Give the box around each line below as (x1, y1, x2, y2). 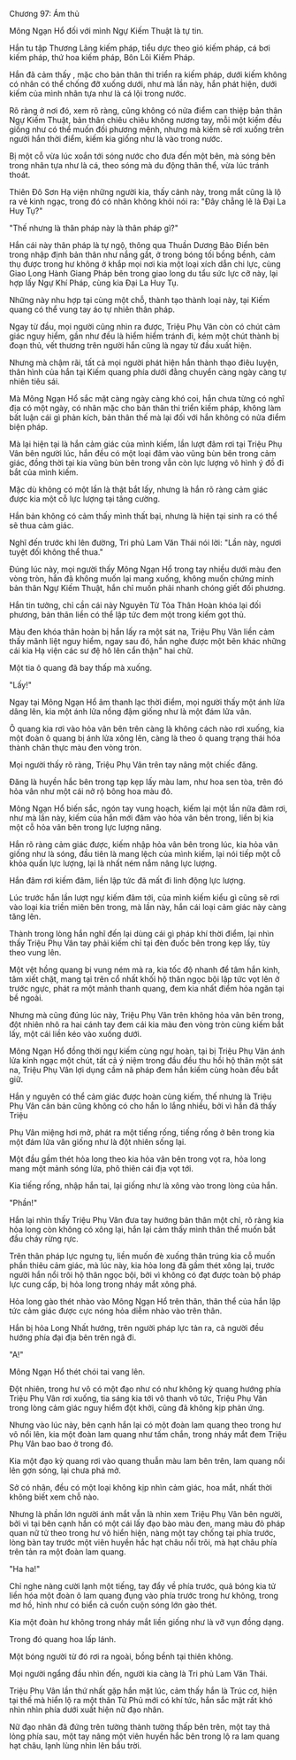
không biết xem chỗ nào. (9, 1491, 100, 1502)
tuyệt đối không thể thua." (9, 547, 103, 557)
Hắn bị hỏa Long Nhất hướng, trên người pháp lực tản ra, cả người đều (9, 1323, 264, 1333)
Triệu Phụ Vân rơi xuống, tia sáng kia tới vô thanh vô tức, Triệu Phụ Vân (9, 1393, 268, 1404)
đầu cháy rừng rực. (9, 1234, 80, 1244)
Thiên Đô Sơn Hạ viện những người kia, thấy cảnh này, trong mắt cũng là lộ (9, 187, 282, 197)
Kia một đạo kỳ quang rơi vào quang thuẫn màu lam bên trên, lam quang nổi (9, 1456, 285, 1466)
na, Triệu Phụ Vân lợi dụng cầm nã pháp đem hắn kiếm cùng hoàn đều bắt (9, 1064, 278, 1075)
